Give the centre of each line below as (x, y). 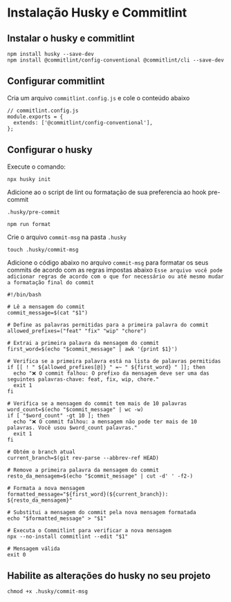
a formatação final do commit (51, 282)
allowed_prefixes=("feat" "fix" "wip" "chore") (77, 331)
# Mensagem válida (34, 548)
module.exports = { (35, 116)
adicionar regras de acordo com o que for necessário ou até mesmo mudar (116, 276)
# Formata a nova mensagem (46, 488)
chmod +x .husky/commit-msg (48, 592)
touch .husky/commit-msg (43, 250)
